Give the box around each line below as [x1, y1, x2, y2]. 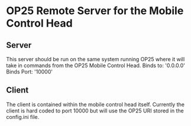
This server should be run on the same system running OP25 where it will [6, 56, 185, 62]
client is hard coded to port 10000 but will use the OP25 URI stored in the [6, 107, 184, 114]
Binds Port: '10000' [6, 68, 53, 75]
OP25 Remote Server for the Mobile [6, 4, 184, 18]
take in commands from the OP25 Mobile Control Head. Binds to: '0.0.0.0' [6, 62, 185, 69]
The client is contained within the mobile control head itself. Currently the [6, 101, 185, 108]
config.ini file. [6, 113, 40, 120]
